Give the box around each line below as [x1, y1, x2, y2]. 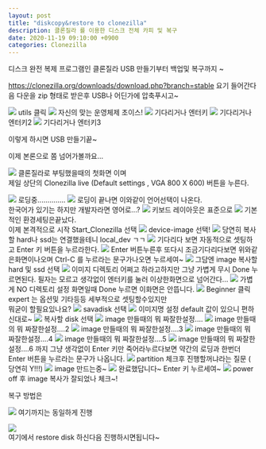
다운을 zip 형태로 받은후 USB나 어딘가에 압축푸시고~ [16, 91, 179, 100]
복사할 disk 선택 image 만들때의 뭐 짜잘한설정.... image [43, 315, 236, 324]
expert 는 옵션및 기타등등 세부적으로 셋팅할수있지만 [8, 295, 168, 304]
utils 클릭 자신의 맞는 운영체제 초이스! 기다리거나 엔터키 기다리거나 [17, 108, 253, 118]
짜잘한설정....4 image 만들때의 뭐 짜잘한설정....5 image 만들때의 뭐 [8, 335, 234, 344]
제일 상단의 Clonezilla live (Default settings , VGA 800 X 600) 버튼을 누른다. [8, 178, 249, 188]
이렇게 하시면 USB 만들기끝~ [8, 134, 98, 144]
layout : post [8, 11, 52, 20]
